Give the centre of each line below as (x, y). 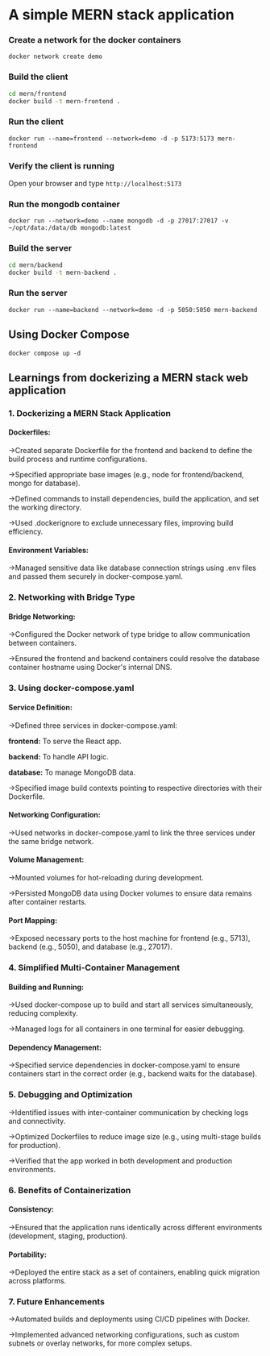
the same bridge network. (51, 841)
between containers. (42, 643)
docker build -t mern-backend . (62, 272)
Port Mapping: (33, 920)
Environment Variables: (49, 550)
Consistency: (31, 1209)
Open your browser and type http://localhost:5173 (95, 184)
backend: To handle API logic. (58, 756)
